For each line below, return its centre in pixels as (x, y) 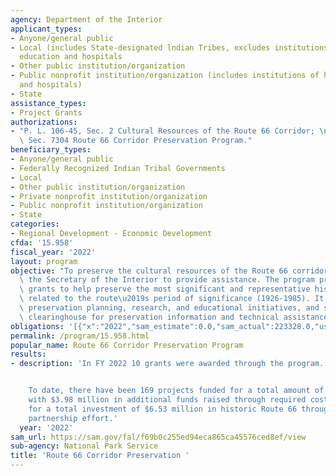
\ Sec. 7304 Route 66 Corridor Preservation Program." (136, 141)
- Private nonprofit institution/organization (109, 196)
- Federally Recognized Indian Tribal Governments (118, 168)
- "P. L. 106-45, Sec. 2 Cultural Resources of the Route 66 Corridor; (162, 131)
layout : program (44, 261)
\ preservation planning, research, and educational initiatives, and (169, 308)
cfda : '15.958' (42, 242)
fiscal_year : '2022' (53, 252)
